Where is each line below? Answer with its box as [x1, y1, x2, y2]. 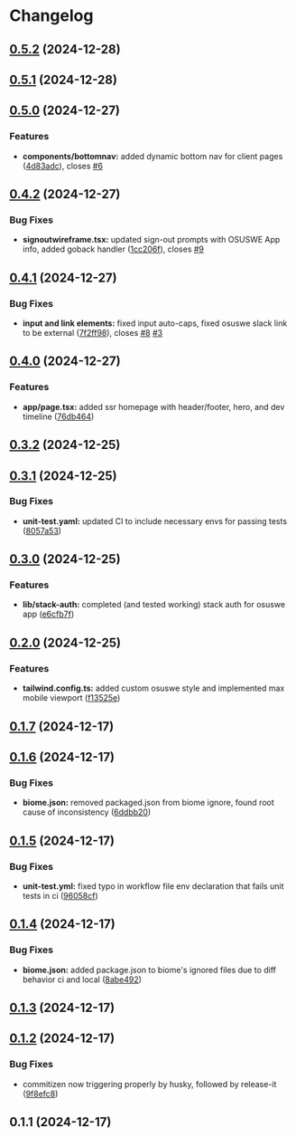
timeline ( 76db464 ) [22, 411, 95, 422]
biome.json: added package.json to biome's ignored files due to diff [22, 964, 277, 975]
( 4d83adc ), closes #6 [22, 160, 104, 171]
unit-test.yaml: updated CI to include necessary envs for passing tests [22, 515, 287, 526]
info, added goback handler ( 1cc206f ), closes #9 [22, 244, 205, 254]
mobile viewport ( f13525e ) [22, 693, 121, 703]
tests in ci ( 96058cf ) [22, 890, 99, 901]
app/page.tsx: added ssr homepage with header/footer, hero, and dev [22, 401, 285, 412]
